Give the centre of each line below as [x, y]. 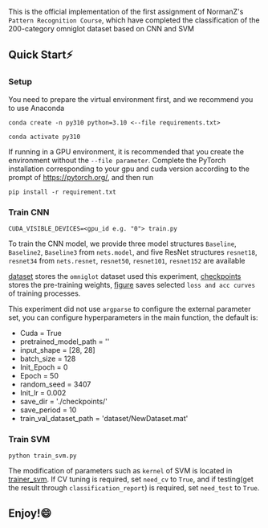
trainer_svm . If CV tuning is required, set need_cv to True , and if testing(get [131, 479]
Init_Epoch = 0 [44, 367]
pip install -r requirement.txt [62, 192]
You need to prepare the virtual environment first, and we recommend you [131, 99]
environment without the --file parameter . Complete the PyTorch [117, 160]
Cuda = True [41, 333]
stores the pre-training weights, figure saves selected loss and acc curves [132, 284]
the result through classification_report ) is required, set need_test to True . [134, 488]
